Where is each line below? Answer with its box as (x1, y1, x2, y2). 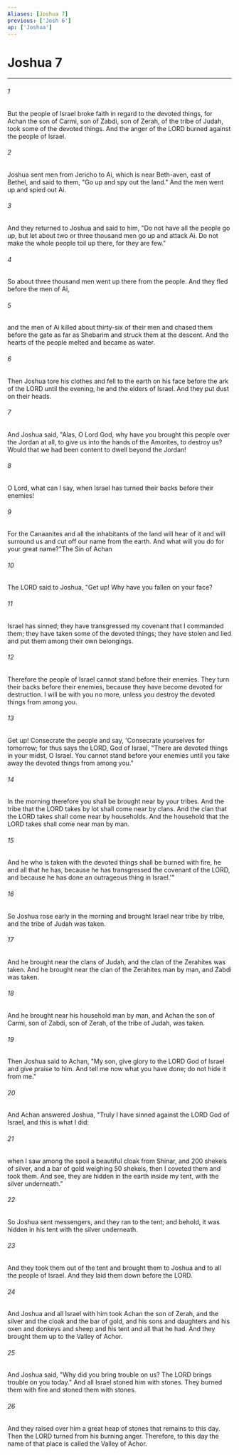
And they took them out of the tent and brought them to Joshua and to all (7, 1263, 222, 1272)
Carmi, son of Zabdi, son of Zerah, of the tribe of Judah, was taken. (7, 1018, 205, 1027)
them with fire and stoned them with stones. (7, 1386, 137, 1394)
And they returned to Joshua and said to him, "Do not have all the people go (7, 224, 230, 232)
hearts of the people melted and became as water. (7, 338, 155, 347)
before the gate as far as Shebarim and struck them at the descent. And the (7, 330, 229, 339)
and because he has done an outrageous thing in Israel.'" (7, 873, 175, 882)
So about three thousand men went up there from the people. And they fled (7, 277, 228, 286)
